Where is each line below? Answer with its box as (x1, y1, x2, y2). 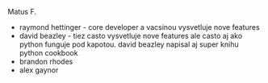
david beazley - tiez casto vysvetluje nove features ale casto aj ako (19, 31, 243, 40)
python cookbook (19, 48, 78, 57)
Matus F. (7, 7, 37, 16)
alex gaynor (19, 65, 59, 75)
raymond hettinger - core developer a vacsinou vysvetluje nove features (19, 23, 260, 31)
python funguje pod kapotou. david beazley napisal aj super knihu (19, 39, 239, 49)
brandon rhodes (19, 56, 73, 66)
